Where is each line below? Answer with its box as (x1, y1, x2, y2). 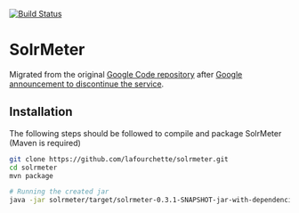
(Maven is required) (9, 137, 82, 148)
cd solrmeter (9, 163, 58, 172)
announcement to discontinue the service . (9, 78, 165, 89)
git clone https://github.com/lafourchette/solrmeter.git (9, 154, 229, 164)
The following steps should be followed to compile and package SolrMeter (9, 127, 282, 138)
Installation (9, 104, 73, 119)
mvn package (9, 171, 53, 180)
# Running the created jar (9, 187, 109, 196)
